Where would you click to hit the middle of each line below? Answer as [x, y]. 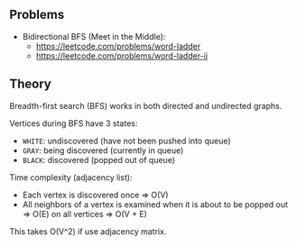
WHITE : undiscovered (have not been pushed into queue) [127, 141]
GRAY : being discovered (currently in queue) [103, 150]
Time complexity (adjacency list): [71, 177]
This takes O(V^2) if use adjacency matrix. [88, 231]
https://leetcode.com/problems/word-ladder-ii [122, 55]
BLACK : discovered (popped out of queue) [99, 159]
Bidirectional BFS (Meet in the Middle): [94, 36]
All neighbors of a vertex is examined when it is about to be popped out [155, 204]
